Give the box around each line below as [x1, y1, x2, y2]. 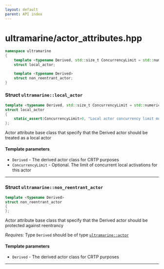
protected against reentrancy [5, 223, 63, 229]
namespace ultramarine [5, 49, 51, 54]
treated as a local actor [5, 135, 51, 141]
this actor [12, 167, 32, 173]
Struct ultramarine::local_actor [5, 92, 83, 98]
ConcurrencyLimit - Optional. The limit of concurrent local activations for [12, 162, 158, 168]
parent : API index [5, 12, 42, 17]
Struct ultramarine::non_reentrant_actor [5, 184, 103, 191]
